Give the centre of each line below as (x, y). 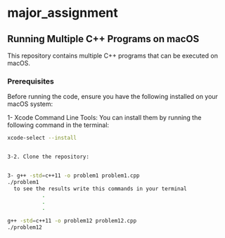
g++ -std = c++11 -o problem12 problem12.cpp (72, 221)
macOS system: (30, 104)
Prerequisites (31, 81)
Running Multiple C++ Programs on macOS (103, 39)
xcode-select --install (42, 138)
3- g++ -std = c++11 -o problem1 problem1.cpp (73, 176)
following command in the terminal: (58, 125)
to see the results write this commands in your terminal (101, 189)
